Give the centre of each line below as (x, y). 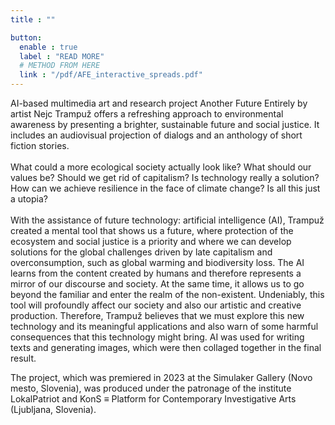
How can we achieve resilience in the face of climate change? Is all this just (165, 188)
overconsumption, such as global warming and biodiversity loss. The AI (157, 262)
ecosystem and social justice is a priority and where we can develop (151, 241)
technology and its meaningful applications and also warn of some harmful (164, 326)
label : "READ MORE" (62, 56)
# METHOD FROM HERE (60, 66)
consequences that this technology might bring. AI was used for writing (157, 337)
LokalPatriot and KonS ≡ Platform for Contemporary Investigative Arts (153, 399)
